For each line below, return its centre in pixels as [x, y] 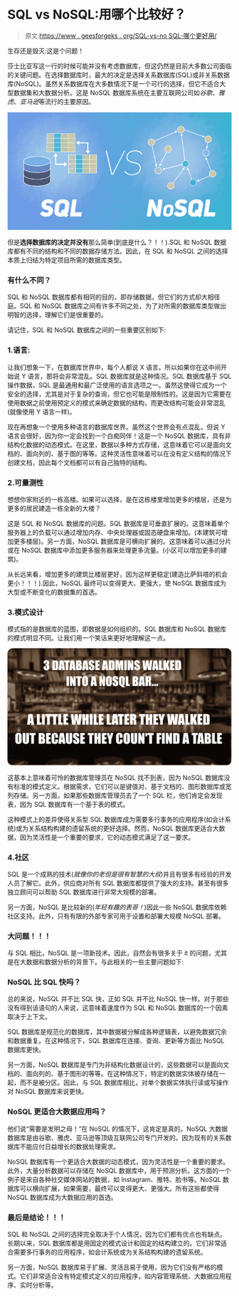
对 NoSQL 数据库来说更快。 [48, 1092]
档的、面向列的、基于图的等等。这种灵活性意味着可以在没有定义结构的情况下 [119, 454]
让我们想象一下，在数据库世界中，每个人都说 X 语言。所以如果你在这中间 [114, 367]
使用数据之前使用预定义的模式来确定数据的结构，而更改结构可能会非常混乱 [116, 402]
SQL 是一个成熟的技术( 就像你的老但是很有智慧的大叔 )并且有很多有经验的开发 [119, 874]
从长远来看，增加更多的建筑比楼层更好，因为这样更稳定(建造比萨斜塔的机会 [118, 574]
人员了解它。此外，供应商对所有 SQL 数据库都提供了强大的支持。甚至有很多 [118, 883]
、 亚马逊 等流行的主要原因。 [54, 101]
